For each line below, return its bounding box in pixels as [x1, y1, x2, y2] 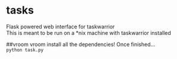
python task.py [6, 47, 44, 53]
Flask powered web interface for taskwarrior [6, 23, 115, 30]
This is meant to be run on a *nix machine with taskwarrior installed [6, 29, 171, 36]
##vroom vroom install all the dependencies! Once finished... [6, 41, 156, 48]
